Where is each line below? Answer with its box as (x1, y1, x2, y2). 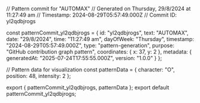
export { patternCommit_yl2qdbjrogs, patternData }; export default (6, 84, 169, 91)
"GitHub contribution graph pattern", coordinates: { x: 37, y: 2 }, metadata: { (6, 48, 192, 55)
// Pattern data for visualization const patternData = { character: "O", (6, 66, 175, 73)
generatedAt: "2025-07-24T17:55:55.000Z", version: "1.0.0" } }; (6, 55, 162, 61)
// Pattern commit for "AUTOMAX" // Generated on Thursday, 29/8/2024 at (6, 5, 191, 12)
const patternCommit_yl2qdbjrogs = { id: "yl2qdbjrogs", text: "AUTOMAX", (6, 29, 189, 36)
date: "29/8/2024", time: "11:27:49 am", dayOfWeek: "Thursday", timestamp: (6, 36, 195, 42)
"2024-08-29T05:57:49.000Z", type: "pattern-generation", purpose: (6, 42, 175, 49)
